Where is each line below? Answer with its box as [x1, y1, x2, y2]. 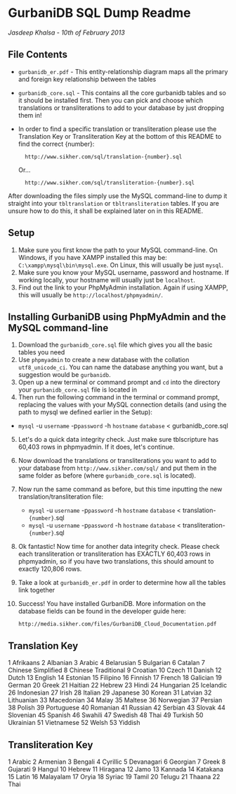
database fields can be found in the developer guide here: [18, 607, 187, 616]
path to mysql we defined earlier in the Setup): [18, 408, 153, 416]
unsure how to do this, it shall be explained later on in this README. [8, 206, 204, 215]
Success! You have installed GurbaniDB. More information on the [18, 600, 206, 608]
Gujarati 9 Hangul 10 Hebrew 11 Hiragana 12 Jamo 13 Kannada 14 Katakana [8, 765, 224, 773]
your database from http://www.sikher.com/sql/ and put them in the [18, 464, 217, 473]
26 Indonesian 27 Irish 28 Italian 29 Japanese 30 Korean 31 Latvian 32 [8, 688, 212, 697]
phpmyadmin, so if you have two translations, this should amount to [18, 557, 214, 566]
